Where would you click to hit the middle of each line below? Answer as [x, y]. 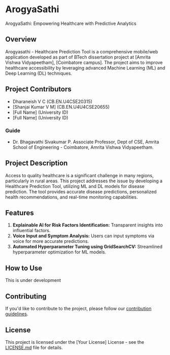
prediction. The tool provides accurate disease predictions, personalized [81, 191]
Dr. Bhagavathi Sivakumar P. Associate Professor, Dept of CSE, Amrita [86, 142]
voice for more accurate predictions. [51, 241]
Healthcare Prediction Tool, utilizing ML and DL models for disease [75, 186]
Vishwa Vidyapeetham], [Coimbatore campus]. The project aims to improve [84, 62]
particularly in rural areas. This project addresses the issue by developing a [84, 181]
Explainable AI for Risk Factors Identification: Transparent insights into [88, 225]
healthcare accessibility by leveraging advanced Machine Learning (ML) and [85, 68]
